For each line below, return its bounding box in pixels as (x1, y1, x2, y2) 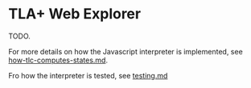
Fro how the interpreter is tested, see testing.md (8, 70, 168, 80)
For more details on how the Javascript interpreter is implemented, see (8, 46, 243, 56)
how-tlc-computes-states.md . (8, 55, 109, 65)
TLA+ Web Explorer (8, 5, 142, 23)
